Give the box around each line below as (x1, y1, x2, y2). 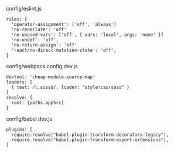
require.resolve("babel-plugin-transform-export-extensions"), (11, 137, 169, 143)
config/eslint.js (6, 5, 42, 12)
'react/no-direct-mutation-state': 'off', (11, 47, 117, 53)
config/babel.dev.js (6, 115, 53, 122)
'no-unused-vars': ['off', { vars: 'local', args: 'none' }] (11, 32, 164, 38)
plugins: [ (6, 127, 33, 132)
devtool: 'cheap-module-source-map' (6, 74, 95, 80)
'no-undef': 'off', (11, 37, 59, 43)
